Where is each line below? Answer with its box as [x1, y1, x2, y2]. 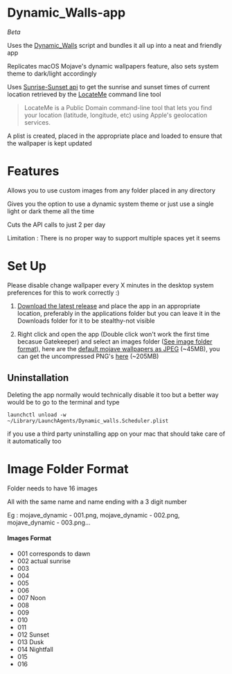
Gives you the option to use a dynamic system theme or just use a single [7, 199, 214, 208]
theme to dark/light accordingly [7, 69, 97, 78]
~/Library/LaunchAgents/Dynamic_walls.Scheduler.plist [7, 417, 169, 424]
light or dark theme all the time [7, 206, 95, 215]
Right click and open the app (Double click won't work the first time [17, 330, 210, 338]
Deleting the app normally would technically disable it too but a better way [7, 390, 220, 399]
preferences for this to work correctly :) [7, 288, 120, 296]
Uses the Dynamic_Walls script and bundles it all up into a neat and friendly [7, 41, 222, 49]
